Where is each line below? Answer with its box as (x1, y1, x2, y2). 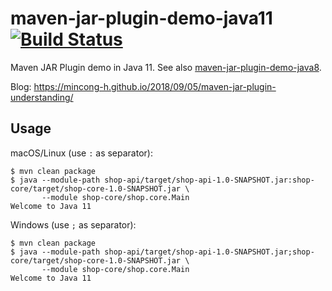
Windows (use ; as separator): (10, 218, 137, 231)
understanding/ (10, 91, 74, 103)
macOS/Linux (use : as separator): (10, 147, 153, 159)
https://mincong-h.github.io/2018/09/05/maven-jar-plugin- (33, 80, 277, 92)
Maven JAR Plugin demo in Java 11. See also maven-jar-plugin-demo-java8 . (10, 61, 322, 73)
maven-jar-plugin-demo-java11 (10, 7, 273, 30)
